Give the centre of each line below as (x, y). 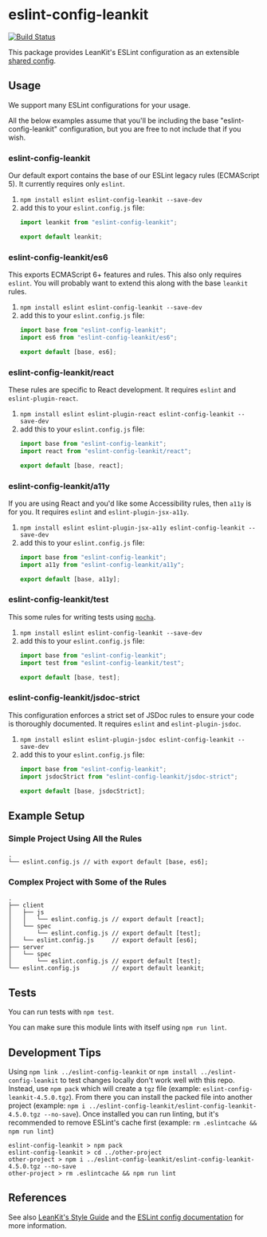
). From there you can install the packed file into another (161, 1097)
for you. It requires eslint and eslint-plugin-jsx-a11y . (99, 511)
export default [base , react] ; (72, 465)
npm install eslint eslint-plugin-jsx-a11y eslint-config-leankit (132, 528)
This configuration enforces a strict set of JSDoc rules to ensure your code (132, 715)
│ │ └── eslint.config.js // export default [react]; (106, 920)
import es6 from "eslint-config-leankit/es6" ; (98, 337)
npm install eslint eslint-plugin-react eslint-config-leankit (127, 415)
